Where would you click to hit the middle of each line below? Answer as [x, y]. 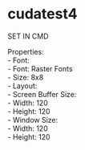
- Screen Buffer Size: [42, 94]
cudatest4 [42, 14]
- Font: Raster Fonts [40, 68]
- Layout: [22, 86]
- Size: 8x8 [26, 77]
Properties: [26, 51]
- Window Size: [33, 120]
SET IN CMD [28, 36]
